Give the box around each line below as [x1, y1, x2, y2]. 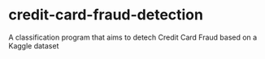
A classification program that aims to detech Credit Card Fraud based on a [8, 32, 258, 42]
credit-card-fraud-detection [8, 6, 203, 24]
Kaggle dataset [8, 40, 59, 50]
